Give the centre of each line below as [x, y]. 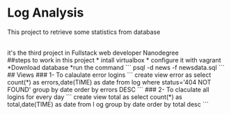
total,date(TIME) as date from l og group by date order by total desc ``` [108, 104]
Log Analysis [46, 13]
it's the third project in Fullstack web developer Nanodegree [93, 53]
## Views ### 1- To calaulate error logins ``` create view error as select [109, 75]
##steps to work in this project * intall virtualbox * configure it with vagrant [114, 60]
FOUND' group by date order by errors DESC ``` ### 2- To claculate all [109, 89]
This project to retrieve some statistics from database [84, 32]
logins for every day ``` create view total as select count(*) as [95, 97]
